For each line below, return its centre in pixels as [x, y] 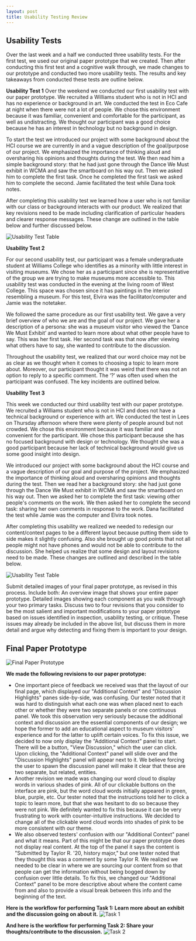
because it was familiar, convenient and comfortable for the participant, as [96, 116]
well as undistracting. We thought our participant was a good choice [88, 122]
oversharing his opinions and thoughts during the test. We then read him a [95, 158]
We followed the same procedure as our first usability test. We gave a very [96, 314]
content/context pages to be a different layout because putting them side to [97, 533]
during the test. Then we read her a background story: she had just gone [94, 484]
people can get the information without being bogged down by [90, 872]
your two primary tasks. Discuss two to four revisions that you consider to [95, 605]
